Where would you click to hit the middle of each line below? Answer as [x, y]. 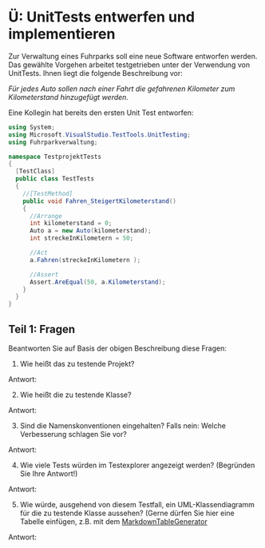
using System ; [32, 127]
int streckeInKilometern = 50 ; [81, 238]
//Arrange [45, 216]
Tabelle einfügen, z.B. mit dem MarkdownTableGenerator [113, 522]
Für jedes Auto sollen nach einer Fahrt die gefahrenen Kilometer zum [122, 89]
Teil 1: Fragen [42, 329]
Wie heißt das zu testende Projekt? [77, 364]
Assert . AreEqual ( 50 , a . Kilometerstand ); [97, 282]
